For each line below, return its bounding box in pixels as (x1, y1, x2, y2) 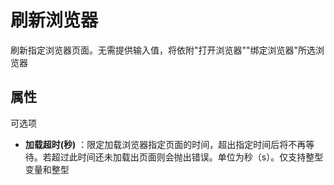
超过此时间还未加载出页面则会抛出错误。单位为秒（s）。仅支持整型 (51, 151, 324, 163)
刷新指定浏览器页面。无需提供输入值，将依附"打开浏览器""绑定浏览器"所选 (10, 44, 317, 56)
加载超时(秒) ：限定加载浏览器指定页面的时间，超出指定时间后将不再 (24, 138, 307, 150)
